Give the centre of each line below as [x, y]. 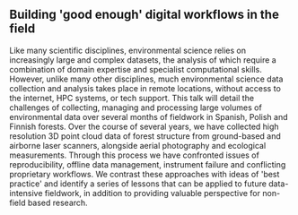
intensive [26, 193]
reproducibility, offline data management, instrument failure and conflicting [148, 164]
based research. [57, 202]
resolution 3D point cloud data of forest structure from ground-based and [145, 136]
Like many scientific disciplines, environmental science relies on [128, 50]
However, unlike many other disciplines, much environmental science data [146, 79]
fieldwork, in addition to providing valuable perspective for [153, 193]
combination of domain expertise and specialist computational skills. [136, 69]
